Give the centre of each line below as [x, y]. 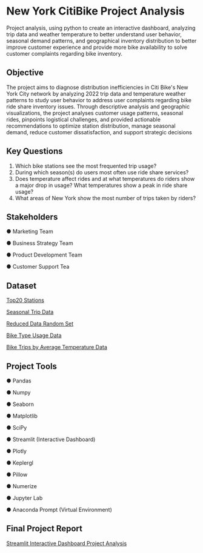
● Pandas [19, 381]
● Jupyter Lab [25, 498]
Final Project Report [45, 528]
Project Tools [32, 366]
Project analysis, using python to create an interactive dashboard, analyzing [101, 28]
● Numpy [18, 392]
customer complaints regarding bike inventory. [65, 53]
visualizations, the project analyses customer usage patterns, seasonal [95, 113]
